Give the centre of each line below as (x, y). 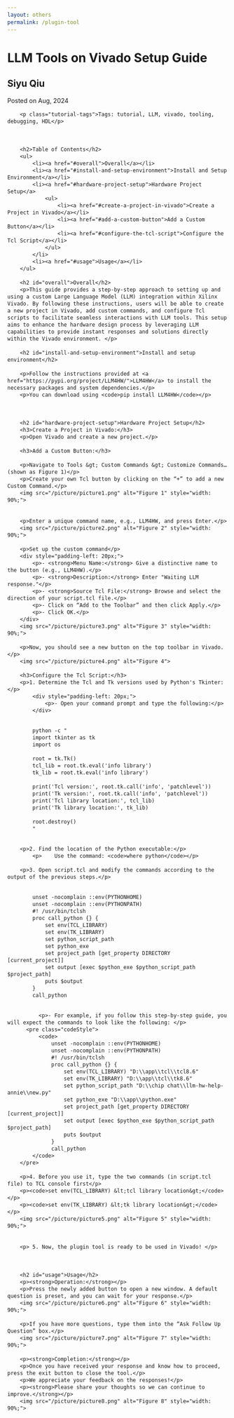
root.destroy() (55, 822)
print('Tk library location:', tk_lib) (91, 808)
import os (47, 744)
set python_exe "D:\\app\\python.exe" (120, 1100)
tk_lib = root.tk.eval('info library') (91, 772)
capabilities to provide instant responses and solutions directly (108, 332)
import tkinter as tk (64, 737)
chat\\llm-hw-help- (195, 1086)
